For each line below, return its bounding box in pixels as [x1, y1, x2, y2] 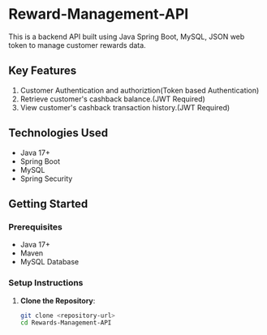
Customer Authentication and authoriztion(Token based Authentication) [19, 85, 260, 95]
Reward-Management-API [8, 5, 189, 24]
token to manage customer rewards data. [8, 40, 146, 49]
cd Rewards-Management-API [19, 319, 112, 327]
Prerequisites [8, 221, 62, 232]
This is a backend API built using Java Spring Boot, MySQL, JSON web [8, 32, 245, 41]
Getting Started [8, 196, 88, 211]
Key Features [8, 64, 77, 78]
